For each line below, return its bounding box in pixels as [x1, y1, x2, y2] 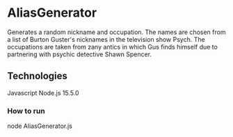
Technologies [7, 70, 68, 82]
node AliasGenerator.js [7, 122, 73, 130]
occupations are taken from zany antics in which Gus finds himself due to [7, 42, 218, 51]
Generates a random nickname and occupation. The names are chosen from [7, 28, 226, 36]
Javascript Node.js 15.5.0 [7, 88, 79, 97]
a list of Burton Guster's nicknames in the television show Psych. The [7, 35, 205, 43]
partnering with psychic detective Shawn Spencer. [7, 50, 152, 58]
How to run [7, 106, 45, 115]
